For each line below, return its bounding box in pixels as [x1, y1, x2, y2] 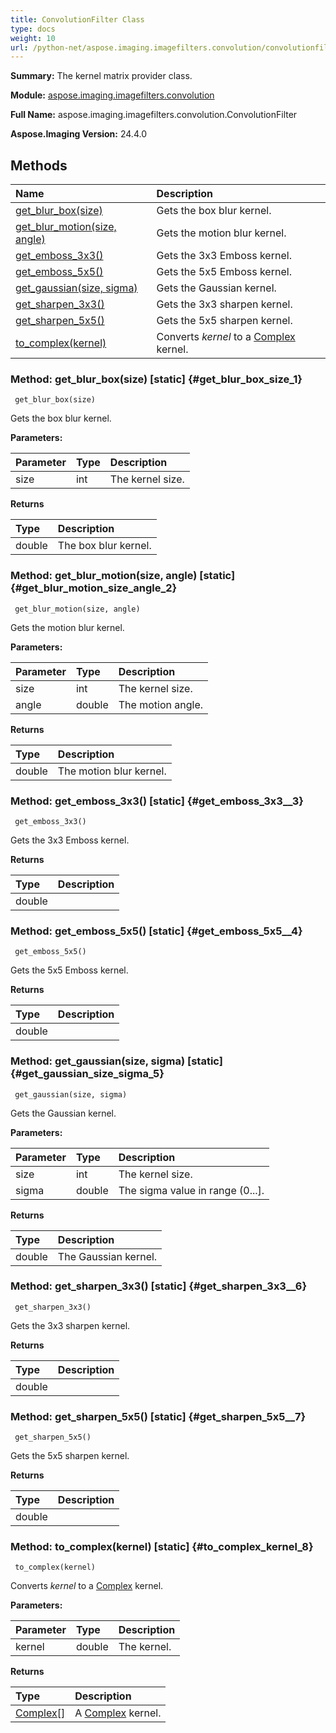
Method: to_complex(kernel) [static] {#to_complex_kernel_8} [10, 1540, 314, 1554]
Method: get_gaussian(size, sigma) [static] [10, 1054, 223, 1068]
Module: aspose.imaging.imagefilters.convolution [10, 89, 215, 101]
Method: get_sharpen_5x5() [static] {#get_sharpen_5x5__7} [10, 1409, 307, 1423]
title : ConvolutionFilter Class [10, 14, 145, 25]
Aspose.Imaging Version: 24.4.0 [10, 128, 147, 140]
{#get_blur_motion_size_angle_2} [10, 581, 178, 595]
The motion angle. [118, 697, 204, 711]
